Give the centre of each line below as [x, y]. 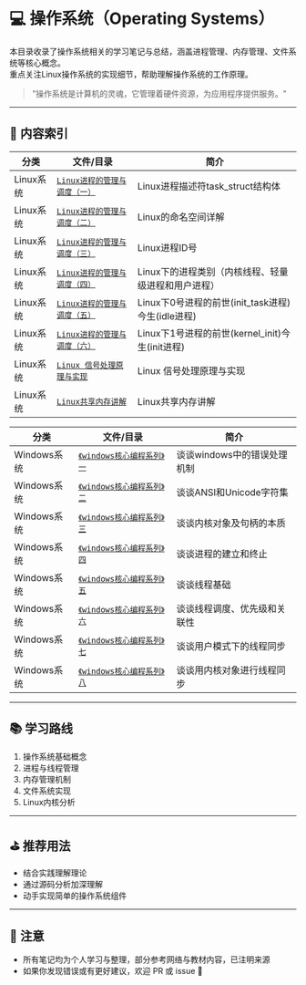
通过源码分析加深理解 [62, 885]
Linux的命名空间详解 [181, 217]
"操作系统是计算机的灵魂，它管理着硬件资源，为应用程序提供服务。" [159, 93]
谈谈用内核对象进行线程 [226, 669]
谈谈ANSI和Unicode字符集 [232, 492]
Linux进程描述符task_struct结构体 [209, 186]
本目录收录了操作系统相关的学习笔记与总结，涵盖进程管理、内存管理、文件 [149, 51]
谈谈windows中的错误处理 [232, 454]
